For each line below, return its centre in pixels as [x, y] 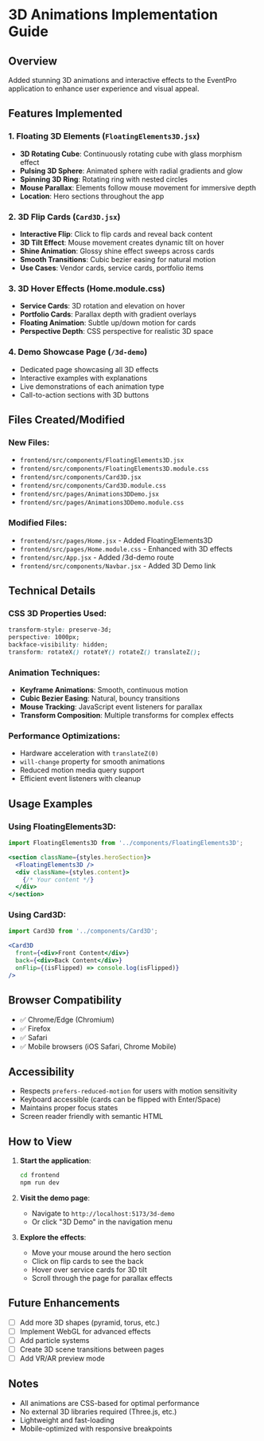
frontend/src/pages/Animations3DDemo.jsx [89, 495]
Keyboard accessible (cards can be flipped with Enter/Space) [120, 1099]
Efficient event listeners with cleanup [80, 779]
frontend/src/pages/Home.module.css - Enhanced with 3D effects [126, 548]
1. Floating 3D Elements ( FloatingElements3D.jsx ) [104, 136]
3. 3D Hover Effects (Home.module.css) [87, 289]
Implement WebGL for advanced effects [85, 1331]
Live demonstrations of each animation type [92, 386]
